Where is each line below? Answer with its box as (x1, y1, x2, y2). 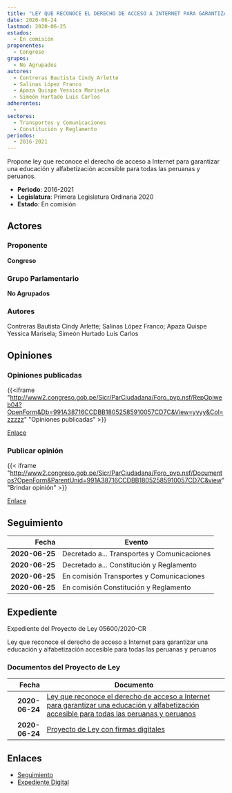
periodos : (7, 132, 36, 139)
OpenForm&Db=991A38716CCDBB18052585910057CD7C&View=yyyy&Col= (7, 408, 224, 416)
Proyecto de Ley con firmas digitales (46, 725, 166, 734)
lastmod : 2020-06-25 (7, 23, 67, 30)
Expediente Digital (17, 778, 69, 787)
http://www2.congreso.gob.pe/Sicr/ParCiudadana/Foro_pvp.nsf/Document (10, 469, 223, 477)
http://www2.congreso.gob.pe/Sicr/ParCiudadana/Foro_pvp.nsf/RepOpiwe (10, 393, 222, 402)
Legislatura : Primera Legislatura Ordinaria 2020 (17, 193, 154, 201)
